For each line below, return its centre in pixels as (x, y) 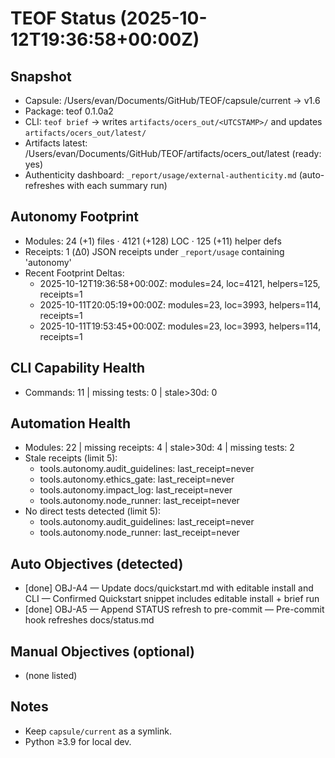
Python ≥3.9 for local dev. (78, 741)
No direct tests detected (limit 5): (93, 511)
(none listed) (51, 676)
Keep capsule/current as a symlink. (98, 731)
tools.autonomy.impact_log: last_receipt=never (136, 490)
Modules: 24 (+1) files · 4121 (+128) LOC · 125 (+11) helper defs (153, 241)
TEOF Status (63, 18)
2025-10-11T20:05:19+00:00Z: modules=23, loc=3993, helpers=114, (180, 304)
